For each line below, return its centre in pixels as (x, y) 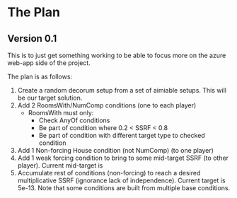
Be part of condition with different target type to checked (122, 135)
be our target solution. (50, 98)
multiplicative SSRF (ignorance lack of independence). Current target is (121, 180)
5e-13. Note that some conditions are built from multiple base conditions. (124, 188)
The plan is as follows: (40, 76)
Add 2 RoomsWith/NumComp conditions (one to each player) (107, 105)
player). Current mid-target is (60, 165)
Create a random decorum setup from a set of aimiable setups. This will (122, 90)
